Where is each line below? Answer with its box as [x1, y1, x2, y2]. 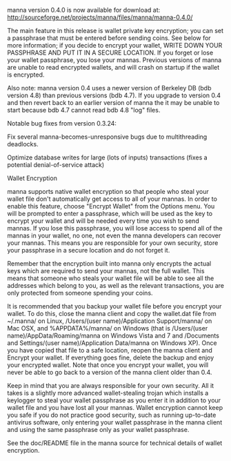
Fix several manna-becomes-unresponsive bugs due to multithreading [7, 133, 208, 141]
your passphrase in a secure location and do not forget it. [7, 246, 170, 254]
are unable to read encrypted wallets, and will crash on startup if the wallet [7, 63, 220, 71]
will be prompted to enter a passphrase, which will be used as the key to [7, 210, 212, 217]
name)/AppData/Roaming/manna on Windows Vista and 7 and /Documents [7, 331, 219, 340]
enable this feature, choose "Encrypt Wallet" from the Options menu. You [7, 202, 215, 210]
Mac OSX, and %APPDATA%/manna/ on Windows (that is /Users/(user [7, 324, 208, 332]
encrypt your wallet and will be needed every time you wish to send [7, 217, 199, 225]
